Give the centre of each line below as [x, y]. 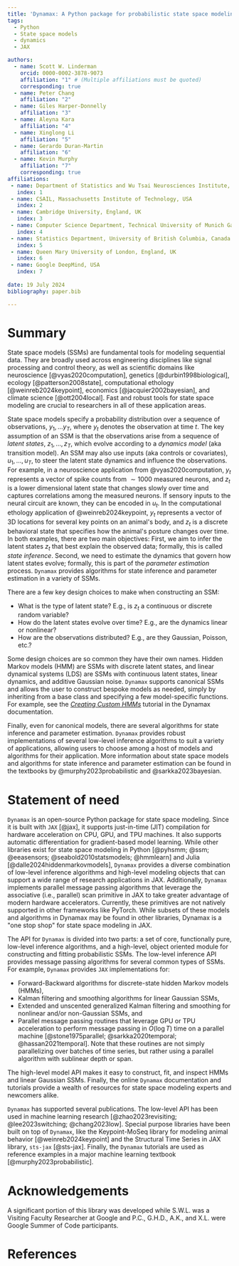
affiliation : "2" [46, 100]
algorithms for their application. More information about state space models [118, 756]
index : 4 [30, 232]
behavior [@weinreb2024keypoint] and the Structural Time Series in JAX [114, 1139]
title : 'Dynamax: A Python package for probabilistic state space [108, 14]
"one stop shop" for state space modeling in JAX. [80, 925]
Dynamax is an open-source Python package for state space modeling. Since [118, 820]
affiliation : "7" [46, 166]
